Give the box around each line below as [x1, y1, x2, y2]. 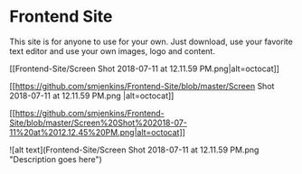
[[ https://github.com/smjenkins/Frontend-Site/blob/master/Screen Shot [9, 80, 275, 91]
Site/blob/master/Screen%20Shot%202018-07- [9, 117, 188, 128]
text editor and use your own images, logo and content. [9, 45, 215, 56]
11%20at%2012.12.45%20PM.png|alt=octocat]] [9, 126, 185, 137]
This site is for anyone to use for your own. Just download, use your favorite [9, 36, 294, 47]
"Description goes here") [9, 153, 102, 164]
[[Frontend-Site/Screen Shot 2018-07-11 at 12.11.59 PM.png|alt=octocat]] [9, 63, 280, 74]
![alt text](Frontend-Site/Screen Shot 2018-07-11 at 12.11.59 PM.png [9, 144, 260, 155]
